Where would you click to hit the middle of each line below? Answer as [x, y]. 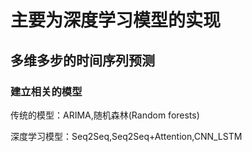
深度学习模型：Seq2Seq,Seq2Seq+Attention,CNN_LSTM [126, 136]
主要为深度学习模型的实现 [116, 20]
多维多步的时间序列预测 [82, 60]
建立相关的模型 [46, 91]
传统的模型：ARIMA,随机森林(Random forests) [105, 115]
